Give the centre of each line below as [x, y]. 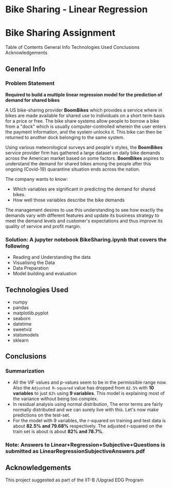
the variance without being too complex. [55, 399]
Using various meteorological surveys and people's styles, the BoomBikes [84, 147]
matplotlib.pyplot [31, 313]
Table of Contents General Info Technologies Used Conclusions [72, 47]
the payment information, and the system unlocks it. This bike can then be [84, 132]
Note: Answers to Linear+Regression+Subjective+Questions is [85, 444]
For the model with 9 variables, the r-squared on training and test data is [89, 420]
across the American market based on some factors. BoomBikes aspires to [85, 158]
